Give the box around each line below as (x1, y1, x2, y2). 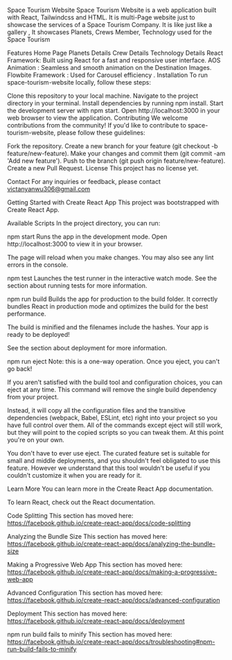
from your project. (7, 393, 59, 401)
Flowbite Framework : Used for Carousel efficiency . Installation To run (7, 71, 208, 79)
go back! (7, 365, 33, 373)
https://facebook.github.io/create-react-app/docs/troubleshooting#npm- (7, 638, 215, 645)
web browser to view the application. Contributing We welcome (7, 114, 188, 122)
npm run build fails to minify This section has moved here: (7, 630, 172, 639)
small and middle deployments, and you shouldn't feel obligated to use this (7, 457, 221, 464)
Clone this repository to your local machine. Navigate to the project (7, 92, 199, 100)
